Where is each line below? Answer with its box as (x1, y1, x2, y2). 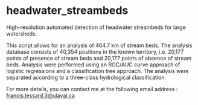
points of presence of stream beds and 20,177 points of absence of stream (6, 54, 192, 62)
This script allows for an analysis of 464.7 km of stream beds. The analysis (6, 42, 193, 49)
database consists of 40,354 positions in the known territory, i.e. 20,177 (6, 48, 184, 55)
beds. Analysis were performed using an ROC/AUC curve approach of (6, 61, 180, 68)
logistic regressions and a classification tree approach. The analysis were (6, 67, 189, 74)
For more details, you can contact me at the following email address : (6, 85, 178, 92)
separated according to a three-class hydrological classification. (6, 74, 167, 81)
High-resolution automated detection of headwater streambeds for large (6, 24, 186, 31)
